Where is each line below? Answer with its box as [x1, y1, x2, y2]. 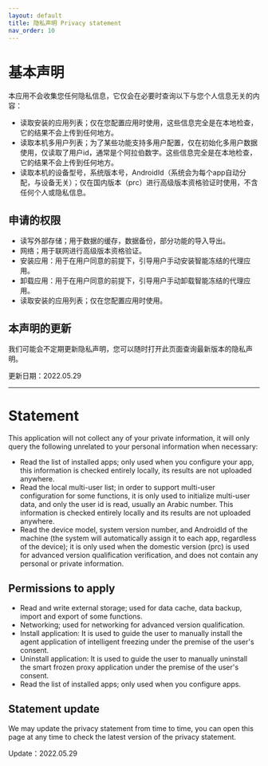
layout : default [8, 11, 62, 20]
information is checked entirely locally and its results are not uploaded [19, 508, 251, 517]
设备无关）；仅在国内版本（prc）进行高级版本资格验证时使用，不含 [41, 178, 258, 187]
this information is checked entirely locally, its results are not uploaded [19, 465, 252, 475]
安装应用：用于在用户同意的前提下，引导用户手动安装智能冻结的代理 [19, 256, 244, 265]
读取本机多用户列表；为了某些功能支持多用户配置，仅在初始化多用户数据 [19, 138, 258, 147]
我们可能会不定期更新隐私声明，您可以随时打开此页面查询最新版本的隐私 [8, 344, 246, 353]
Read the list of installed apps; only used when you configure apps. [19, 679, 242, 689]
